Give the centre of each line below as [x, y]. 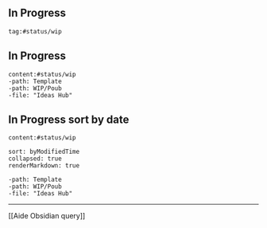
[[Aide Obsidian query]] [47, 216]
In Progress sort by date [69, 120]
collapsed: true [35, 159]
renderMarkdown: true [44, 166]
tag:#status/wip [35, 31]
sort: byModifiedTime [44, 152]
